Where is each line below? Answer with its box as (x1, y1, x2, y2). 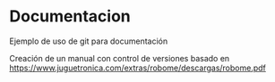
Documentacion (9, 6, 132, 27)
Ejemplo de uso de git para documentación (9, 36, 168, 46)
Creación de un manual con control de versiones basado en (9, 53, 230, 63)
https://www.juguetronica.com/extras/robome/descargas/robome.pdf (9, 62, 267, 73)
